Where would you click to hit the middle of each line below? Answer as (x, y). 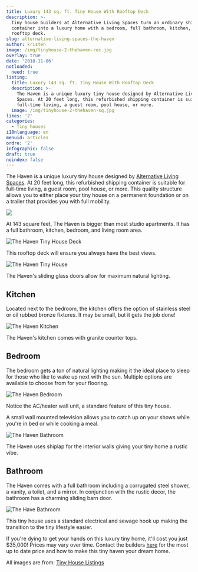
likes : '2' (19, 116)
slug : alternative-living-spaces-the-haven (60, 39)
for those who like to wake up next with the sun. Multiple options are (89, 377)
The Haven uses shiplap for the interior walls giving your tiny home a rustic (97, 446)
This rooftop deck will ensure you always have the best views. (82, 253)
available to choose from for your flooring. (57, 383)
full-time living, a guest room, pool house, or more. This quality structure (94, 189)
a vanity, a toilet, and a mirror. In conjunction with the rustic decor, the (91, 492)
